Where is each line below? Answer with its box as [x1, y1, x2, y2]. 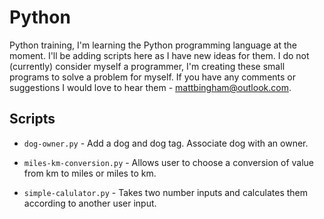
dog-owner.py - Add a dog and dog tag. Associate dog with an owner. [23, 137, 309, 149]
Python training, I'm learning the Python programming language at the [9, 39, 297, 51]
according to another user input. [23, 197, 157, 209]
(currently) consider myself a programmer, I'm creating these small [9, 60, 286, 72]
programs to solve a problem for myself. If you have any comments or [9, 71, 296, 83]
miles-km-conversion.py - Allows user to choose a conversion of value [23, 156, 315, 168]
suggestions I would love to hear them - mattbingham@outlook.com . [9, 81, 292, 93]
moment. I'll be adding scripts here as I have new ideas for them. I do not [9, 49, 310, 61]
